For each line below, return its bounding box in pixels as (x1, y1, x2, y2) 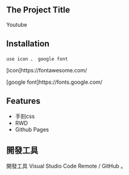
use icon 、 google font (6, 56, 68, 62)
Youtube (6, 21, 27, 28)
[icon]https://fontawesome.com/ (6, 66, 88, 74)
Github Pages (15, 126, 50, 133)
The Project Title (6, 5, 70, 15)
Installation (6, 39, 50, 49)
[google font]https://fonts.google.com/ (6, 78, 103, 86)
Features (6, 96, 41, 106)
